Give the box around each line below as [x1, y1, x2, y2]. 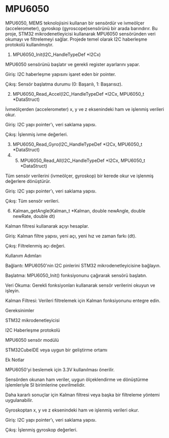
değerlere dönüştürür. [5, 178, 51, 184]
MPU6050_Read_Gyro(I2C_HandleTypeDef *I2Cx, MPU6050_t [12, 141, 143, 147]
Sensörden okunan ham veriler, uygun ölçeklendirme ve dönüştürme [5, 376, 149, 382]
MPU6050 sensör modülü [5, 337, 59, 343]
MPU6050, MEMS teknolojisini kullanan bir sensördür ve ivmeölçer [5, 20, 145, 26]
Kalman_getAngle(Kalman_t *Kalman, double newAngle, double [12, 207, 146, 214]
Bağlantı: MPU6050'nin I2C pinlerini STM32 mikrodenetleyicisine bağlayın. [5, 262, 161, 268]
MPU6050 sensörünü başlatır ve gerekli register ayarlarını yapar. [5, 61, 141, 67]
